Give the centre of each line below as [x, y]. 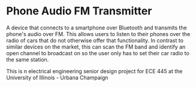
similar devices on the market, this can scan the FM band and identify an [96, 47]
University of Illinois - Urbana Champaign [57, 77]
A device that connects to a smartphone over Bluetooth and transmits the [97, 28]
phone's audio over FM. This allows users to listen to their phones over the [98, 34]
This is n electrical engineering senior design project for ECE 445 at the [94, 71]
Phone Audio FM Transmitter [79, 11]
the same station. [28, 59]
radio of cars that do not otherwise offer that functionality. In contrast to [95, 40]
